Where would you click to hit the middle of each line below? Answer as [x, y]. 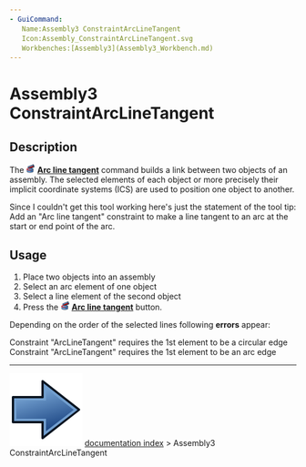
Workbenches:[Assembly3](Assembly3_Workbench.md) [117, 48]
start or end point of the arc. [62, 227]
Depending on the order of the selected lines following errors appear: [140, 325]
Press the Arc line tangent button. [92, 307]
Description [43, 147]
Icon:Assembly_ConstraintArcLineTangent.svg [107, 38]
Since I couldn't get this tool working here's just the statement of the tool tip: [153, 207]
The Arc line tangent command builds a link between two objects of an [149, 170]
